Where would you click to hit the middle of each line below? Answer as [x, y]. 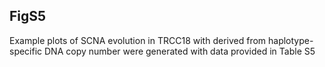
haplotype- [291, 40]
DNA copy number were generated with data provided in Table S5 [180, 51]
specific [26, 51]
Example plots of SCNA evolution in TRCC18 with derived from [138, 40]
